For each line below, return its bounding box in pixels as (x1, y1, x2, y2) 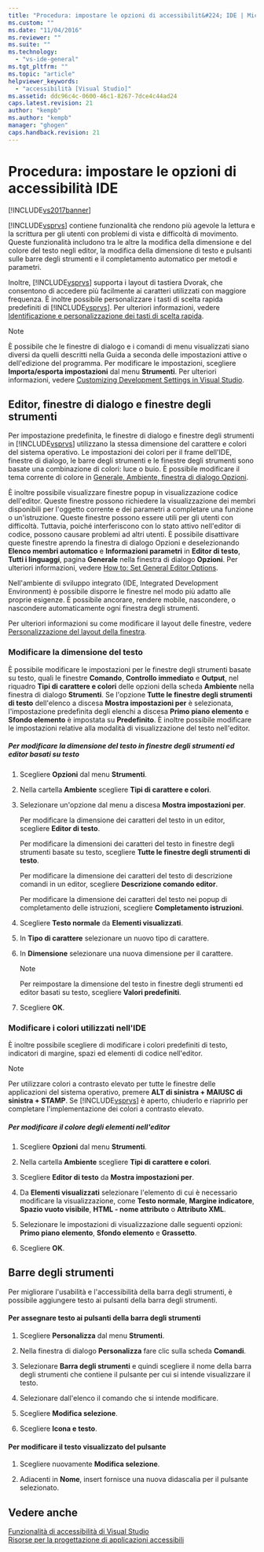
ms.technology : (8, 48, 58, 56)
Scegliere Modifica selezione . (19, 1408, 118, 1417)
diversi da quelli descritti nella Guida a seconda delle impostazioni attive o (8, 349, 247, 359)
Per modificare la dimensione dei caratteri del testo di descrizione (19, 870, 233, 880)
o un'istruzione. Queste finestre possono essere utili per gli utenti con (8, 513, 234, 523)
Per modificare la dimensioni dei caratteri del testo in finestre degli (19, 839, 235, 848)
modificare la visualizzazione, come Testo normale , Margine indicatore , (19, 1195, 255, 1205)
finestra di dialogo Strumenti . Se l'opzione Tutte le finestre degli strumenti (8, 689, 253, 699)
